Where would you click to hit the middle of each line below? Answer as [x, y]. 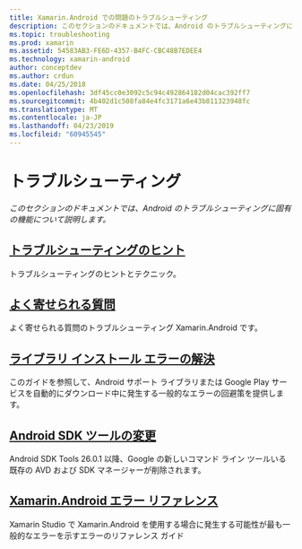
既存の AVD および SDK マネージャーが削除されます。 [108, 470]
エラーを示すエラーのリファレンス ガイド [108, 536]
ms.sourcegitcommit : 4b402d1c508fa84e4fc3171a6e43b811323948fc [130, 101]
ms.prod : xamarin [42, 43]
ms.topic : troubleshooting [60, 34]
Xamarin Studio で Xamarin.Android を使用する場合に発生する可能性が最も [146, 524]
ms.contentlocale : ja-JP [56, 118]
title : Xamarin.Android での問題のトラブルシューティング [109, 17]
